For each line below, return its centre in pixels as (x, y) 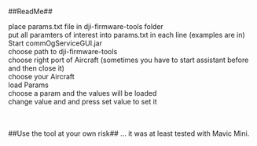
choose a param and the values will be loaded (83, 93)
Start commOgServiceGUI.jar (55, 43)
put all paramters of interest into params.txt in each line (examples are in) (127, 35)
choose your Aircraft (41, 77)
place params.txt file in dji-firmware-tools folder (86, 26)
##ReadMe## (30, 11)
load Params (28, 85)
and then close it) (37, 68)
